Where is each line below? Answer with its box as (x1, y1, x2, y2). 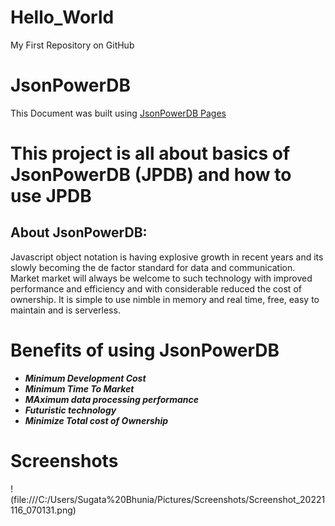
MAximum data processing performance (24, 393, 199, 405)
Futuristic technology (24, 404, 117, 416)
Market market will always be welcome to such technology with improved (10, 272, 313, 284)
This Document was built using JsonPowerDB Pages (10, 107, 227, 119)
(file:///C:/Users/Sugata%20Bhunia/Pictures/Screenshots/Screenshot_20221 (10, 493, 326, 505)
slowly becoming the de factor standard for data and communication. (10, 261, 296, 273)
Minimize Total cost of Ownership (24, 414, 169, 426)
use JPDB (10, 185, 92, 208)
